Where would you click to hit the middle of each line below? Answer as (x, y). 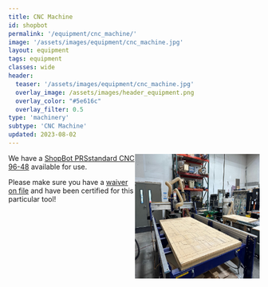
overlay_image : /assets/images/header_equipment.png (105, 92)
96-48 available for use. (48, 167)
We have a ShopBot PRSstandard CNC (72, 158)
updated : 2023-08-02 (43, 135)
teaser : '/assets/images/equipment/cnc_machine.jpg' (105, 84)
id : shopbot (28, 25)
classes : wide (32, 68)
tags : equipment (35, 59)
